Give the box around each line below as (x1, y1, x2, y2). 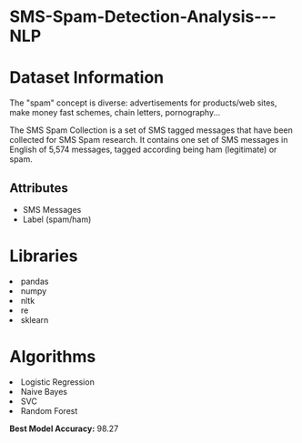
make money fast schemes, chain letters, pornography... (9, 107, 221, 118)
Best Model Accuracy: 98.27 (9, 423, 119, 434)
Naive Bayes (21, 386, 68, 397)
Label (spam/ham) (22, 214, 92, 225)
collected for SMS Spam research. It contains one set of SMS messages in (9, 135, 288, 146)
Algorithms (9, 347, 96, 367)
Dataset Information (9, 67, 165, 88)
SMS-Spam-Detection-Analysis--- (9, 6, 277, 27)
